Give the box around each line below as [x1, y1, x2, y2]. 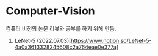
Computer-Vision [5, 4, 95, 18]
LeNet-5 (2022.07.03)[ [14, 37, 71, 44]
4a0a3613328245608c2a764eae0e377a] [14, 43, 118, 51]
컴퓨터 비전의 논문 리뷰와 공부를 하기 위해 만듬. [5, 25, 117, 32]
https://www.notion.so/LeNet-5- [70, 37, 152, 44]
